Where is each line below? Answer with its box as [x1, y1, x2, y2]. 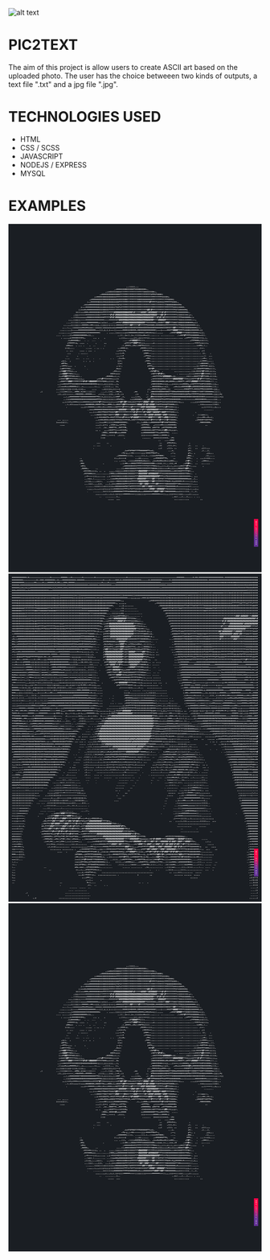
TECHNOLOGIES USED [8, 108, 162, 126]
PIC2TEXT [8, 36, 79, 54]
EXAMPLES [8, 197, 86, 215]
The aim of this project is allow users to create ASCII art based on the [8, 62, 239, 72]
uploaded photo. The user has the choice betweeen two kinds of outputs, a [8, 71, 258, 81]
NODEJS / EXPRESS [19, 159, 87, 169]
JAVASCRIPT [19, 151, 63, 161]
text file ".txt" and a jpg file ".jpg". [8, 79, 119, 89]
